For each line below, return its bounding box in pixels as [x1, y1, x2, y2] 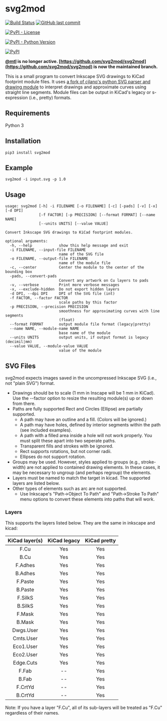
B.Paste [16, 586, 34, 593]
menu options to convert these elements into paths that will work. [19, 496, 155, 502]
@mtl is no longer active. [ [5, 58, 61, 64]
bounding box [5, 269, 32, 274]
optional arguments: [5, 238, 48, 244]
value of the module [58, 348, 101, 353]
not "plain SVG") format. [5, 380, 55, 386]
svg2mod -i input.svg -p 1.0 [5, 177, 66, 182]
